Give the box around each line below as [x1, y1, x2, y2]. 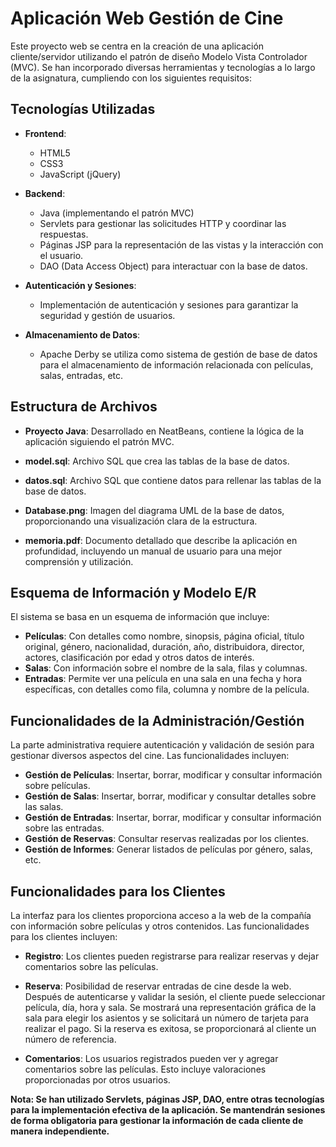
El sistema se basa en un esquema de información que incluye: [10, 611, 270, 623]
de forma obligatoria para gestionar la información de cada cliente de [10, 1115, 304, 1126]
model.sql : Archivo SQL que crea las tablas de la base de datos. [24, 455, 290, 467]
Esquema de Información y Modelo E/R [10, 584, 257, 601]
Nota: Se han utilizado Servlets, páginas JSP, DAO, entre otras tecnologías [10, 1093, 325, 1105]
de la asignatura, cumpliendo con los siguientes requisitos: [10, 72, 253, 84]
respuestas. [39, 228, 89, 240]
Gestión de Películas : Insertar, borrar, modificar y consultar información [24, 769, 323, 781]
